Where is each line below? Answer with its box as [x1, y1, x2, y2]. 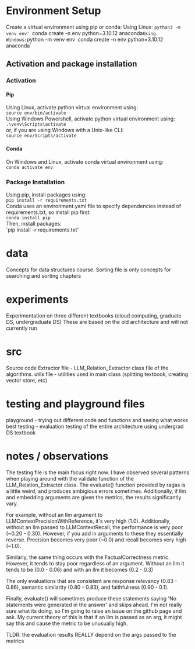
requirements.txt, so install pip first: [6, 209, 91, 216]
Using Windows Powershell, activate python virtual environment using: [6, 115, 176, 122]
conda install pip [6, 215, 51, 220]
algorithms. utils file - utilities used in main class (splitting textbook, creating [6, 370, 189, 378]
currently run [6, 324, 37, 332]
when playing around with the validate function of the [6, 475, 134, 482]
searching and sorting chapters [6, 272, 81, 279]
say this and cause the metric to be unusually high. [6, 620, 128, 627]
